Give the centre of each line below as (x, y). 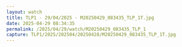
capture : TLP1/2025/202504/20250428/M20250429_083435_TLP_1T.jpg (91, 35)
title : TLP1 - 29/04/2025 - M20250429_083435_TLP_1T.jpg (80, 18)
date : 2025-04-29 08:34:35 (41, 23)
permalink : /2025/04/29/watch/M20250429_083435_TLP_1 (76, 29)
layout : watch (24, 12)
